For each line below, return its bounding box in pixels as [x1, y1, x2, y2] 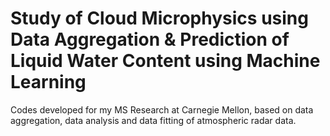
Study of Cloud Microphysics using [10, 7, 309, 30]
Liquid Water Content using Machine [10, 50, 321, 72]
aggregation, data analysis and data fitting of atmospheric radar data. [10, 114, 297, 126]
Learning [10, 71, 87, 94]
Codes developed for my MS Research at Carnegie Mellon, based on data [10, 103, 314, 116]
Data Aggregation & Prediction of [10, 28, 290, 51]
